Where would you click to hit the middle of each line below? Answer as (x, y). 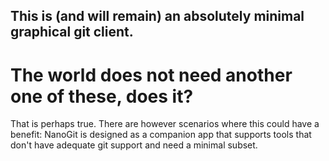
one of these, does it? (102, 96)
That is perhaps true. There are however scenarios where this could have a (165, 124)
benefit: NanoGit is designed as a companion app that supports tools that (161, 135)
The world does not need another (151, 75)
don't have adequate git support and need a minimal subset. (134, 145)
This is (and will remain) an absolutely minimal (157, 16)
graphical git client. (72, 32)
